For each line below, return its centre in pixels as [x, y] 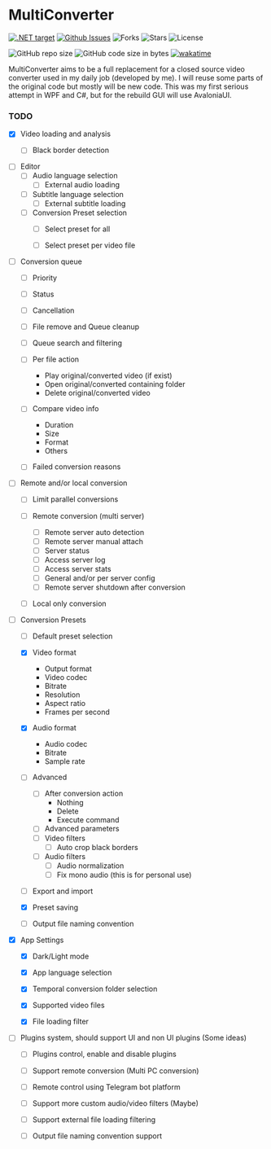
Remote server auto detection [94, 532]
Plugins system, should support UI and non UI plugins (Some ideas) [133, 1038]
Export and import [63, 891]
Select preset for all [77, 229]
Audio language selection [75, 176]
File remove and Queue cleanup [86, 327]
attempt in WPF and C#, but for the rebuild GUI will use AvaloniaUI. [120, 94]
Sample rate [65, 761]
